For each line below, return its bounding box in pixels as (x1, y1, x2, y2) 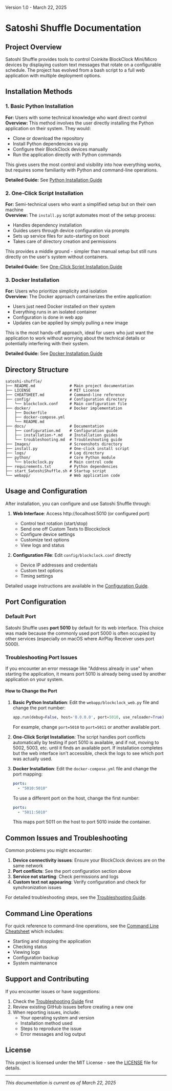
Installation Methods (5, 87, 73, 96)
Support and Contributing (5, 975, 89, 983)
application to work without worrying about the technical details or (5, 335, 145, 341)
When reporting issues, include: (12, 1009, 80, 1015)
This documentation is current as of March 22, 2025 (5, 1079, 116, 1085)
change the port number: (12, 705, 66, 711)
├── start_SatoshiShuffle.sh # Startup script (5, 469, 106, 474)
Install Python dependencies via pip (12, 140, 89, 146)
